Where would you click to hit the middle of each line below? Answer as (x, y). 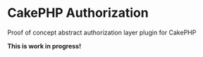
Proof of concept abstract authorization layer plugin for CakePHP (102, 32)
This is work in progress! (44, 46)
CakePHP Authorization (78, 13)
